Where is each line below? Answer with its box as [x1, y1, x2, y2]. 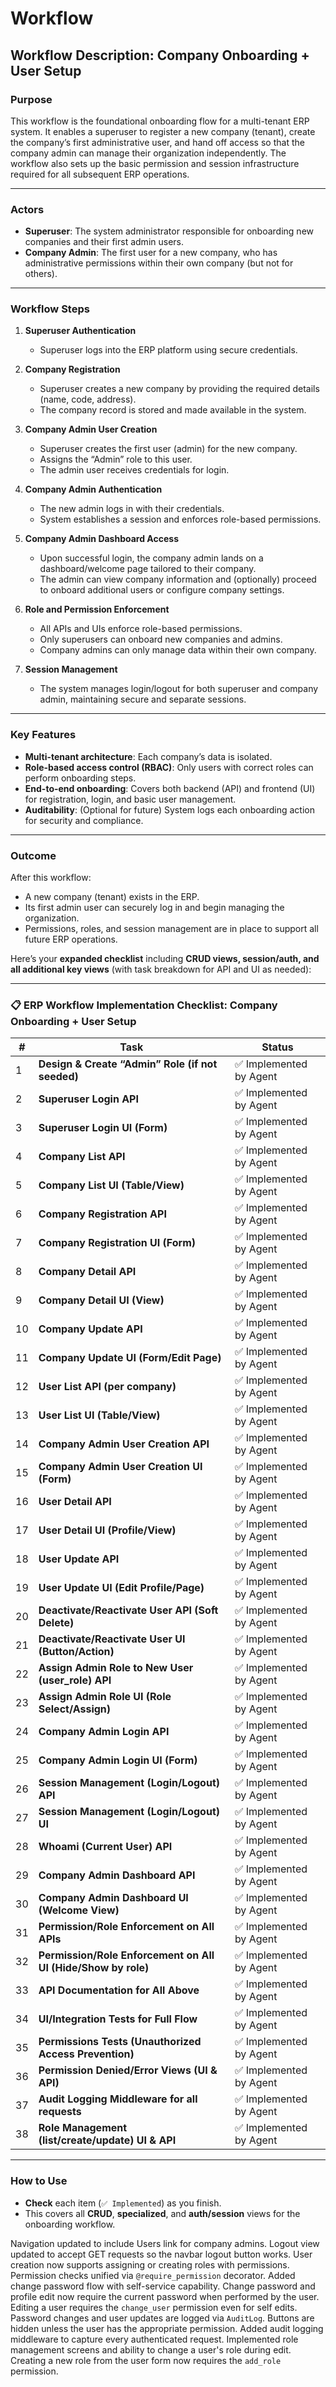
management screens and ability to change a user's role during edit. [10, 2343, 292, 2356]
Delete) [38, 1616, 75, 1630]
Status [261, 1040, 294, 1054]
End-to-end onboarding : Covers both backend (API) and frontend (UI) [24, 782, 316, 794]
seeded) [38, 1070, 79, 1084]
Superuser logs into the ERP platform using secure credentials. [39, 344, 298, 356]
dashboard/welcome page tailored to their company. [39, 563, 257, 575]
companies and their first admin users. [24, 236, 185, 248]
